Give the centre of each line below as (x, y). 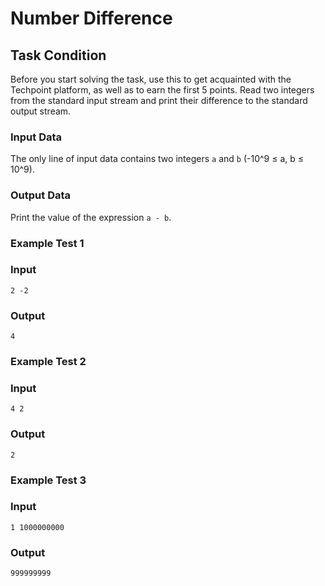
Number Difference (91, 18)
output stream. (41, 111)
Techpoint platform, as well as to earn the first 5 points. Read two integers (162, 90)
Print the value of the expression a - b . (91, 217)
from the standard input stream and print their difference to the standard (159, 100)
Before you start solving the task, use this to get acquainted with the (151, 79)
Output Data (41, 195)
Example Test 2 (48, 362)
